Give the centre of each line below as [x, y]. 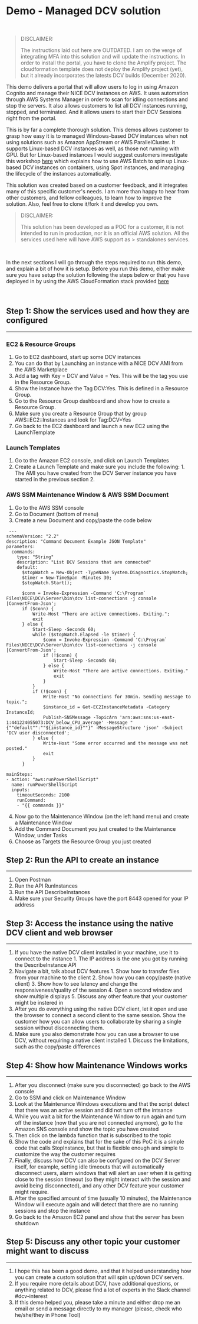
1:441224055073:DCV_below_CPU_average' [55, 723]
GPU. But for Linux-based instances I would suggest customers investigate [97, 154]
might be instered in [39, 1003]
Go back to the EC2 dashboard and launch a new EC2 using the [92, 426]
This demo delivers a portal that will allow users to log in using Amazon [92, 86]
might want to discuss [48, 1251]
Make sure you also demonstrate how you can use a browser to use [97, 1034]
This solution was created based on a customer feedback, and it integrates [97, 185]
